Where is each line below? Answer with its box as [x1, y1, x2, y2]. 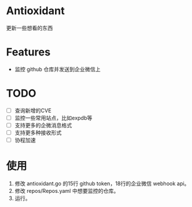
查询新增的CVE [14, 107, 52, 114]
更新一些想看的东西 [6, 24, 53, 31]
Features [6, 45, 51, 59]
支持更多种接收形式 [14, 129, 62, 136]
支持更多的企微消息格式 [14, 121, 72, 129]
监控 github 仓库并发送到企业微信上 [14, 65, 101, 73]
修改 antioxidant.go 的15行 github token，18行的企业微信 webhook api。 [14, 180, 190, 187]
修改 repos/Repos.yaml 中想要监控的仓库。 [14, 188, 119, 195]
